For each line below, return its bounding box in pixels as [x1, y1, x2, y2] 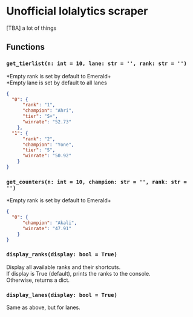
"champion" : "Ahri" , [22, 107, 74, 114]
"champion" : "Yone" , [22, 141, 74, 148]
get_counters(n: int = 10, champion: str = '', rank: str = [6, 178, 188, 185]
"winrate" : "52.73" [22, 119, 71, 125]
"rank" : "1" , [22, 102, 56, 108]
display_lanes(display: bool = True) [6, 291, 118, 298]
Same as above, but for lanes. [6, 304, 80, 311]
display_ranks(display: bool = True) [6, 251, 118, 258]
